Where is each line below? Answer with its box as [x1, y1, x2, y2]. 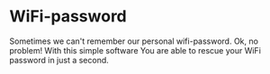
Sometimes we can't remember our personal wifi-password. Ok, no [9, 36, 259, 46]
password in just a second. [9, 54, 110, 65]
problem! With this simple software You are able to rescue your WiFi [9, 45, 261, 55]
